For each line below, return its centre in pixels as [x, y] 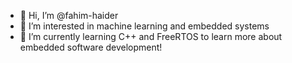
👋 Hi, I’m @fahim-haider [69, 15]
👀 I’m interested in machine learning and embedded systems [144, 26]
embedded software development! [91, 47]
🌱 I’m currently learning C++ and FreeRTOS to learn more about [151, 36]
